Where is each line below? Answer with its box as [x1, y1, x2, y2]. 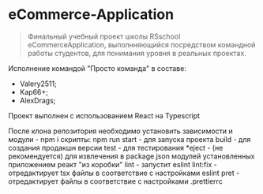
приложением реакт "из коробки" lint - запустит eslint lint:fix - [8, 159, 217, 169]
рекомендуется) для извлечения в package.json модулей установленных [8, 151, 255, 161]
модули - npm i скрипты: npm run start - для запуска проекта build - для [8, 134, 251, 144]
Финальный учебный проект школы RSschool [27, 32, 181, 41]
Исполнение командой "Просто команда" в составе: [8, 63, 187, 73]
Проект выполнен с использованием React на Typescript [8, 110, 200, 120]
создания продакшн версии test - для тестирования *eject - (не [8, 143, 224, 152]
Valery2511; [19, 79, 57, 88]
